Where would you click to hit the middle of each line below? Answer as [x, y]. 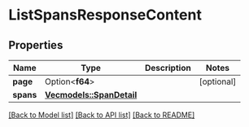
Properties [36, 45]
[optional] [218, 81]
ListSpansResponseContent [105, 15]
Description [168, 68]
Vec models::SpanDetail [91, 95]
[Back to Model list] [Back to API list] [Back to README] [102, 115]
